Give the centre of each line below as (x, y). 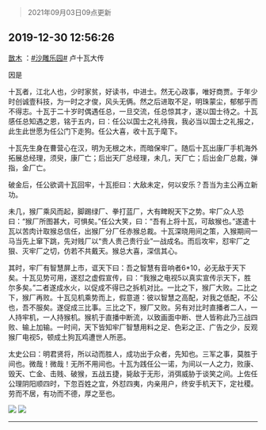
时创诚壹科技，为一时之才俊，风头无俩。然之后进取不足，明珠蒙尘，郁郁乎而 (133, 101)
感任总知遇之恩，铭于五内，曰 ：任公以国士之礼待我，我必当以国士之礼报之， (133, 121)
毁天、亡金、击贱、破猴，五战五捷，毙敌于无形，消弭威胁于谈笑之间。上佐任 (133, 373)
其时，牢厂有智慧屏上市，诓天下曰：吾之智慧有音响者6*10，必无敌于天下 (127, 268)
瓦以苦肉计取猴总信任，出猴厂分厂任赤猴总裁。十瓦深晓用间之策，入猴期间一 (133, 231)
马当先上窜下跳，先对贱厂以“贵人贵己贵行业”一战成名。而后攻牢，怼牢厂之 (129, 241)
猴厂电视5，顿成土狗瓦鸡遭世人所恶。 (69, 337)
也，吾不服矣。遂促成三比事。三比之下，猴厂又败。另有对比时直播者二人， (129, 307)
